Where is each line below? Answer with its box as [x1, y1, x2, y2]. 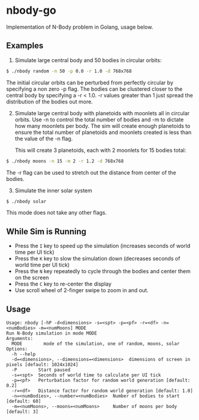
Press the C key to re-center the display [14, 280, 112, 287]
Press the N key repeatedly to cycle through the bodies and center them [14, 268, 191, 275]
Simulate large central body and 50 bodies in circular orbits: [14, 56, 162, 63]
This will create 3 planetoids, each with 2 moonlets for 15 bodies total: [14, 146, 186, 154]
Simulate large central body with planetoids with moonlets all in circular [14, 109, 190, 117]
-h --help [11, 351, 36, 357]
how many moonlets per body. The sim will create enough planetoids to [14, 122, 191, 129]
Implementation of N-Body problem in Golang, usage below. [6, 23, 154, 30]
